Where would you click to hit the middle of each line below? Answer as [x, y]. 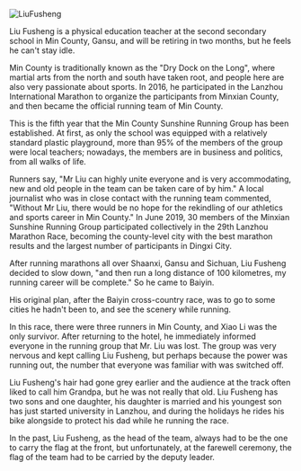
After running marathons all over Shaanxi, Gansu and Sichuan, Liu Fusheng [148, 263]
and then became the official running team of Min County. [116, 106]
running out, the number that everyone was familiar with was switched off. [147, 365]
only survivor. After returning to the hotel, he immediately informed [133, 336]
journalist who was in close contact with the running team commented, [140, 198]
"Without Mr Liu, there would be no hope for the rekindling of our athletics [146, 208]
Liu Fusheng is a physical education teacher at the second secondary [138, 31]
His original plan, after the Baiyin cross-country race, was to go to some [142, 300]
